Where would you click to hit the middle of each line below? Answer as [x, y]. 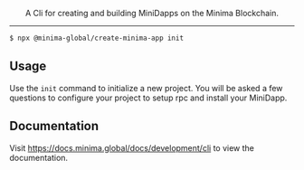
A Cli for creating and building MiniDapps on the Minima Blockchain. [152, 13]
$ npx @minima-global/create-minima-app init [96, 38]
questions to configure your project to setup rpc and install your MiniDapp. [148, 98]
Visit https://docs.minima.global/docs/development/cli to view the [132, 147]
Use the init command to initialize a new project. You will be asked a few [146, 88]
